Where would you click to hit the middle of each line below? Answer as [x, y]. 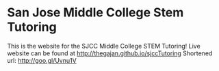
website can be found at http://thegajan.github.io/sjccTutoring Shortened [110, 53]
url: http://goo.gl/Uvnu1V [42, 60]
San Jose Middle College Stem [95, 13]
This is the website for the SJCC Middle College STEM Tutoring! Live [104, 46]
